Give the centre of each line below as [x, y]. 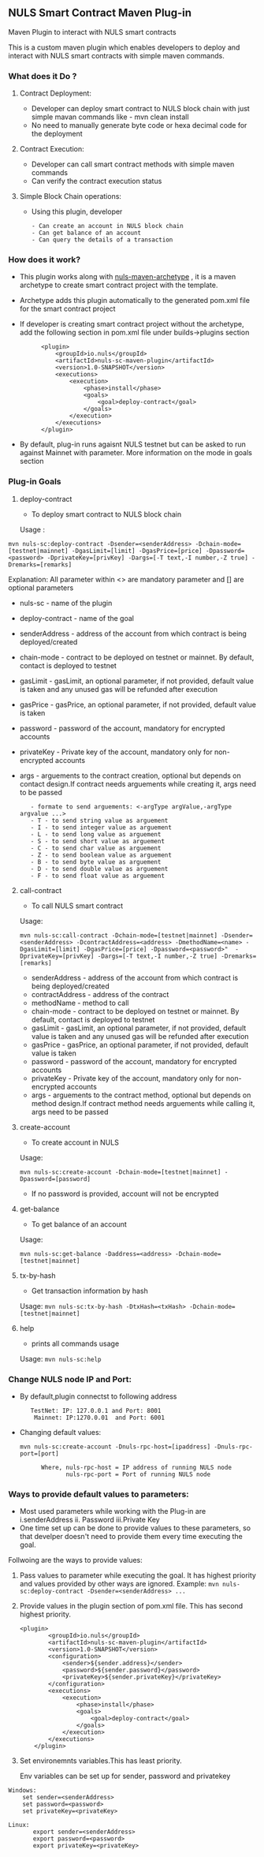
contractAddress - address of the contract [100, 994]
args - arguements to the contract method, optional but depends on [141, 1095]
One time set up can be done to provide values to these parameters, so [135, 1528]
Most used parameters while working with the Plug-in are [113, 1511]
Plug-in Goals [35, 482]
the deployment [57, 134]
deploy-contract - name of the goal [76, 618]
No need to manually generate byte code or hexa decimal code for [139, 125]
